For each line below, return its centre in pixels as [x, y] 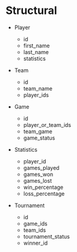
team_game [38, 131]
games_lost [38, 180]
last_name [36, 52]
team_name [38, 88]
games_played [41, 168]
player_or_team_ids [47, 124]
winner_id [35, 243]
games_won [38, 174]
